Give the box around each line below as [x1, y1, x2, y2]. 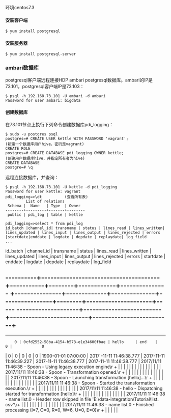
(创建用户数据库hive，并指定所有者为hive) [5, 156, 85, 161]
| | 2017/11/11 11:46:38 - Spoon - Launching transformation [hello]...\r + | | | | [5, 374, 163, 380]
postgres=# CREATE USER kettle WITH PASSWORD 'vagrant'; [5, 136, 129, 141]
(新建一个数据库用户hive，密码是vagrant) [5, 142, 84, 147]
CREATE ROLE [5, 146, 31, 151]
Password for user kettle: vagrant [5, 189, 81, 194]
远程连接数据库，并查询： [5, 174, 59, 180]
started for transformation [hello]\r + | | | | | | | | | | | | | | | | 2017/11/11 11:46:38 [5, 391, 165, 397]
